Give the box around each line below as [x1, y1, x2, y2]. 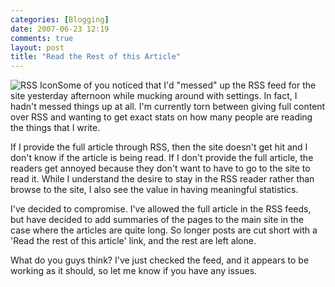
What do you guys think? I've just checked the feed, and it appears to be [10, 254, 310, 266]
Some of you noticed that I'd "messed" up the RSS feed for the [57, 79, 317, 91]
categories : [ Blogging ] [10, 14, 110, 25]
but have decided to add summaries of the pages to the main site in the [10, 214, 304, 226]
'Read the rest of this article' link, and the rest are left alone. [10, 235, 257, 247]
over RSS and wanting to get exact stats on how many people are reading [10, 111, 313, 123]
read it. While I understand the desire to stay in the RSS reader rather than [10, 173, 315, 185]
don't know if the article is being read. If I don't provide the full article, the [10, 152, 314, 164]
